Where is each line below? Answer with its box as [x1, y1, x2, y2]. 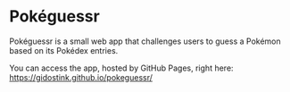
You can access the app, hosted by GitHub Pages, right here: [9, 63, 234, 73]
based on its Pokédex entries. [9, 45, 119, 55]
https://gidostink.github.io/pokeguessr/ [9, 71, 153, 82]
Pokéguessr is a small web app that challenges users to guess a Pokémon [9, 36, 281, 46]
